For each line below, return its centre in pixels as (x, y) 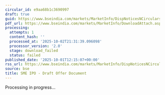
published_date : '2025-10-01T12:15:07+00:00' (52, 60)
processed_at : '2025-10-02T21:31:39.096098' (56, 42)
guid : (11, 19)
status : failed (25, 55)
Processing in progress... (30, 87)
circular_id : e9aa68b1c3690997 (37, 10)
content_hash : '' (27, 37)
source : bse (17, 69)
